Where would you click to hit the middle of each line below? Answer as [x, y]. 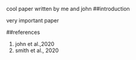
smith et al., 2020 [37, 50]
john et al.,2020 [34, 44]
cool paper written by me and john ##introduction [68, 9]
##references [23, 32]
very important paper [33, 20]
